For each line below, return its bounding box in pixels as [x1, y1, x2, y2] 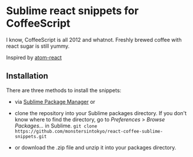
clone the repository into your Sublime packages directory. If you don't [14, 109, 187, 116]
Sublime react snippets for [6, 4, 139, 18]
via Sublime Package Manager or [14, 98, 96, 105]
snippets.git [14, 133, 47, 139]
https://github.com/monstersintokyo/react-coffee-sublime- [14, 128, 163, 134]
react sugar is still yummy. [6, 42, 70, 50]
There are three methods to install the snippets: [6, 87, 122, 94]
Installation [6, 71, 48, 81]
